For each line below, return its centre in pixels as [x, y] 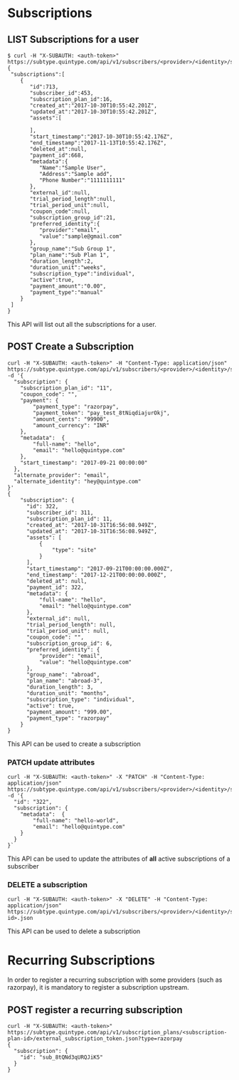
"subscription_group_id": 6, [69, 643]
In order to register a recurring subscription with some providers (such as [115, 980]
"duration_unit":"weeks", [68, 268]
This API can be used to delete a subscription [74, 931]
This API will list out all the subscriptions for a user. [82, 324]
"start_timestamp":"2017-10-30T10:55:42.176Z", [101, 137]
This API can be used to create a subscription [74, 744]
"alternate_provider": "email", [62, 475]
